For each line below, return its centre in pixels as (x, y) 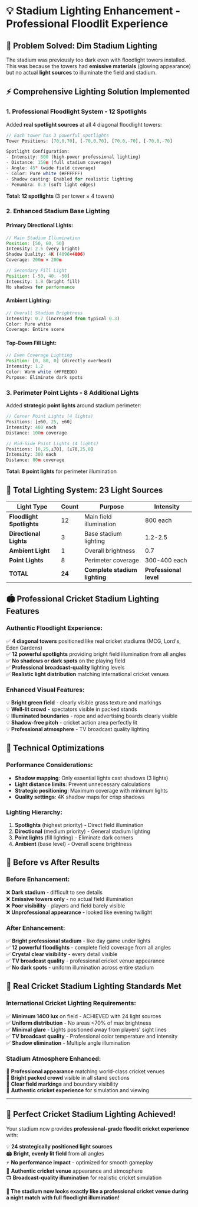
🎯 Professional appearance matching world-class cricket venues (85, 1071)
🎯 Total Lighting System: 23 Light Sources (85, 490)
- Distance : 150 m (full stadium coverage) (59, 163)
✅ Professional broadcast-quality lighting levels (65, 667)
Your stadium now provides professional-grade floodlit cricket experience (98, 1128)
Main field (98, 516)
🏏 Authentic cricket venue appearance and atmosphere (75, 1171)
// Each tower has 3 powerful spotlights (58, 135)
